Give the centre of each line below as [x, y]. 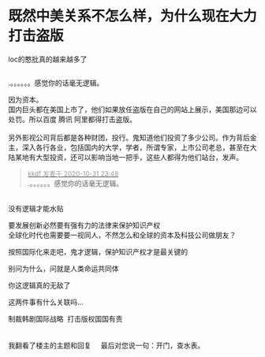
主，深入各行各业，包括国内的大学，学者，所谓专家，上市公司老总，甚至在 [129, 147]
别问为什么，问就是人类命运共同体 [63, 268]
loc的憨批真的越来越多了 [48, 59]
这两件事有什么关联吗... [46, 302]
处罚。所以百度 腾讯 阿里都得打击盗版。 [72, 119]
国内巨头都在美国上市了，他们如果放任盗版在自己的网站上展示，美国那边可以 [132, 109]
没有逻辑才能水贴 [36, 208]
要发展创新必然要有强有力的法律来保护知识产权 [84, 225]
